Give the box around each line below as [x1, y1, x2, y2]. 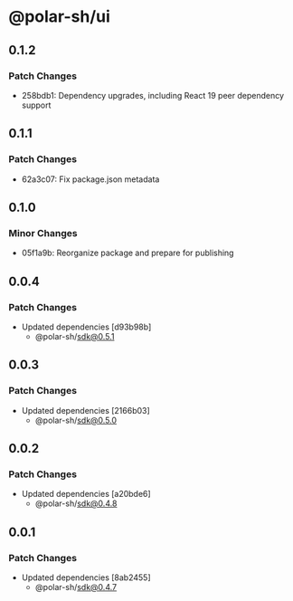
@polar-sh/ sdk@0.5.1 [34, 330, 115, 341]
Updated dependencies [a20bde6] [21, 489, 151, 500]
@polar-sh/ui [8, 6, 110, 27]
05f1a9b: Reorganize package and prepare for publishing [21, 247, 234, 259]
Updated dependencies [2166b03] [21, 405, 150, 415]
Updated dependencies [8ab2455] [21, 572, 151, 583]
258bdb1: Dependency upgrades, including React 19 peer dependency [21, 90, 285, 100]
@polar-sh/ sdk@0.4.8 [34, 498, 118, 509]
